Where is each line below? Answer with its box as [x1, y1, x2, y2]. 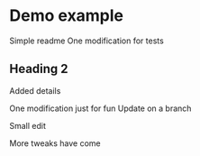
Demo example [9, 5, 124, 26]
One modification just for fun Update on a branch [9, 103, 192, 114]
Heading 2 [9, 61, 69, 77]
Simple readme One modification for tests [9, 35, 164, 46]
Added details [9, 85, 61, 96]
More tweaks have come [9, 137, 101, 149]
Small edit [9, 120, 47, 131]
